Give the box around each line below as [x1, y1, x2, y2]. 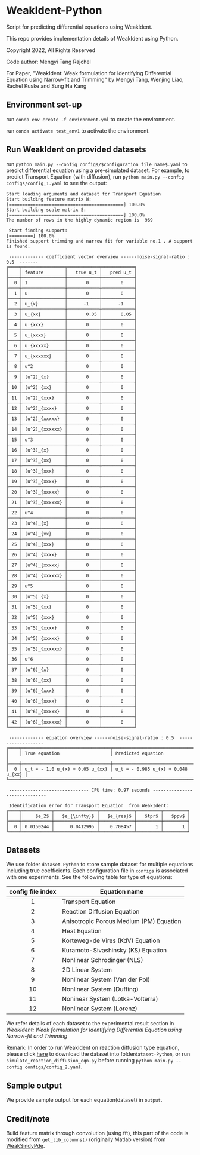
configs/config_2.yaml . [24, 1063, 83, 1070]
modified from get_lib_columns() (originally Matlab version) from [6, 1136, 166, 1143]
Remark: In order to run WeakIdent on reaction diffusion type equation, [6, 1044, 180, 1052]
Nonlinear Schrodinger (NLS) [62, 956, 144, 964]
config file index [9, 888, 57, 896]
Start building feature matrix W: [6, 196, 92, 202]
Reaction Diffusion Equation [62, 908, 140, 916]
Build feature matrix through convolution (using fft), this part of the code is [6, 1130, 189, 1136]
